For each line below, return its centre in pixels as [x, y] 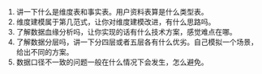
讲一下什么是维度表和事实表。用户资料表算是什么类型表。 [112, 12]
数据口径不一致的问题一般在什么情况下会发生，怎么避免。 [112, 62]
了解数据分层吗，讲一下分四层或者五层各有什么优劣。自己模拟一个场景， [137, 42]
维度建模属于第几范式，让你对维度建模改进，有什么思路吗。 [116, 22]
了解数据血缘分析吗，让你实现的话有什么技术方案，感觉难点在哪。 [126, 32]
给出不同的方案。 [45, 52]
